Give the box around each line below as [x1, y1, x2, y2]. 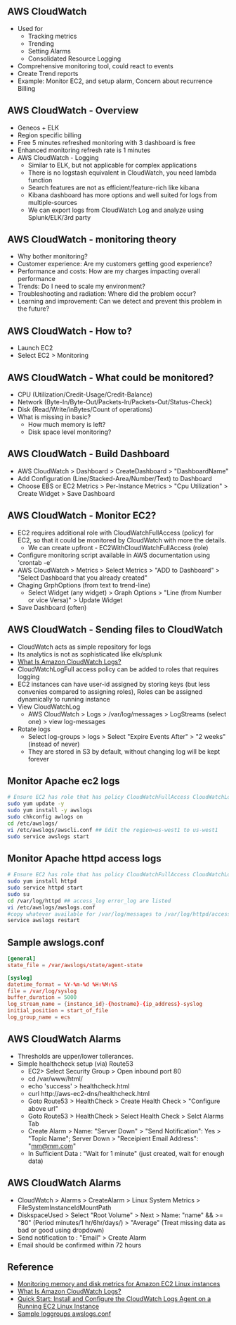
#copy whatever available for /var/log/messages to [7, 910, 162, 918]
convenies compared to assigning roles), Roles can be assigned [17, 687, 202, 696]
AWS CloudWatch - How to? [7, 325, 132, 337]
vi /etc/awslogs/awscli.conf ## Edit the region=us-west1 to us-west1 [7, 826, 218, 833]
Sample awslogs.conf [7, 936, 105, 948]
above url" [27, 1104, 58, 1112]
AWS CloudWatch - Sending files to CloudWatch [7, 623, 223, 636]
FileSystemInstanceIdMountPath [17, 1203, 112, 1212]
